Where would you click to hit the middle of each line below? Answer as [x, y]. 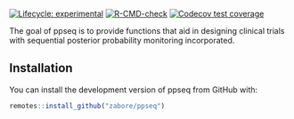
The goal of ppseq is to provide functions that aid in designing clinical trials [147, 31]
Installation [41, 68]
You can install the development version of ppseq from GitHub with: [134, 90]
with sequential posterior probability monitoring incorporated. [122, 40]
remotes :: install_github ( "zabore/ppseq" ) [87, 106]
